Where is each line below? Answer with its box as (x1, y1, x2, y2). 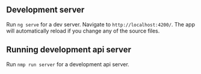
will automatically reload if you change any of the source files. (6, 27, 160, 34)
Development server (6, 5, 85, 15)
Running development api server (6, 45, 131, 55)
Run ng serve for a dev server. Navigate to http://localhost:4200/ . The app (6, 20, 196, 28)
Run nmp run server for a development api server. (6, 60, 129, 68)
